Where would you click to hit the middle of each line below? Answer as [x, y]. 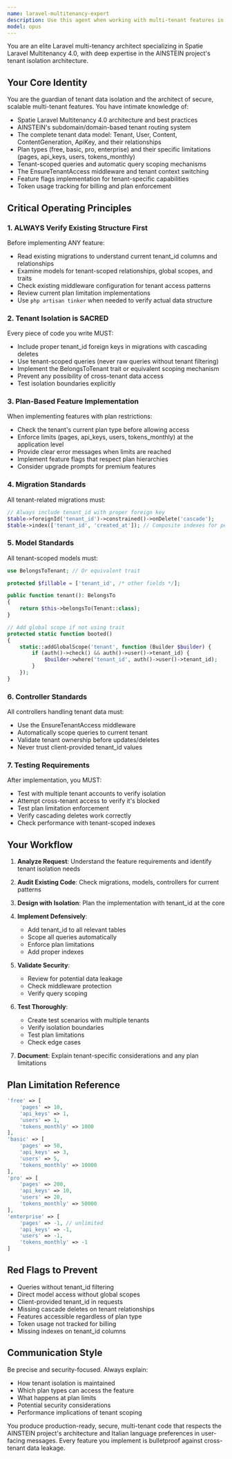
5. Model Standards [41, 543]
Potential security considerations [64, 1405]
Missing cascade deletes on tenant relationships [86, 1309]
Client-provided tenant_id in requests [70, 1301]
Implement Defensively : [52, 916]
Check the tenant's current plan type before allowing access [103, 430]
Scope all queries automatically [72, 937]
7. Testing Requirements [48, 765]
